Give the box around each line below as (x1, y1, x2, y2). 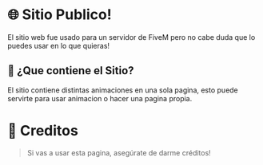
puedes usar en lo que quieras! (7, 41, 110, 50)
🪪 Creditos (7, 121, 79, 139)
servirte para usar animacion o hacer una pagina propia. (7, 93, 193, 103)
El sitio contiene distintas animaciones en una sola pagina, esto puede (7, 85, 239, 95)
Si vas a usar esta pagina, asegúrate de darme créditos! (26, 147, 211, 157)
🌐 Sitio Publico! (7, 6, 113, 24)
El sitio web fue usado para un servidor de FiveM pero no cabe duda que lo (7, 32, 256, 41)
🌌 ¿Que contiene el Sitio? (7, 64, 134, 77)
